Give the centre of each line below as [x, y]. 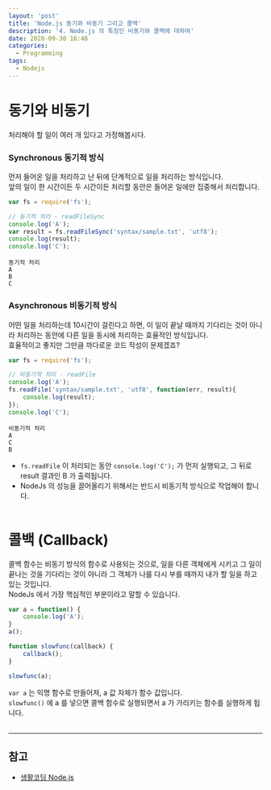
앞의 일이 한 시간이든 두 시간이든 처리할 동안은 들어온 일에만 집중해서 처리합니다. [134, 186]
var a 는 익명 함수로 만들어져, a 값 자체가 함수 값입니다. [96, 692]
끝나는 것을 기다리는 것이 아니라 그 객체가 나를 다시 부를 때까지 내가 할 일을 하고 [133, 574]
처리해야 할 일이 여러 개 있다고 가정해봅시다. [77, 135]
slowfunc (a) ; [30, 676]
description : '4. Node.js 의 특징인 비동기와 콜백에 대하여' [101, 31]
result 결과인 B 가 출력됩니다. [66, 475]
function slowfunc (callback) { [61, 646]
